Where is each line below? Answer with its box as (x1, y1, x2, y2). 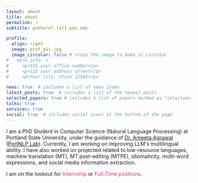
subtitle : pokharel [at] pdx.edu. (6, 25, 91, 31)
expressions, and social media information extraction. (6, 159, 136, 166)
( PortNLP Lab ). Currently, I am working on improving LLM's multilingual (6, 140, 179, 147)
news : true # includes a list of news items (6, 84, 120, 90)
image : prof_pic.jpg (11, 46, 62, 53)
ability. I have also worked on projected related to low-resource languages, (6, 146, 187, 153)
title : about (6, 14, 38, 20)
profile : (6, 36, 28, 42)
